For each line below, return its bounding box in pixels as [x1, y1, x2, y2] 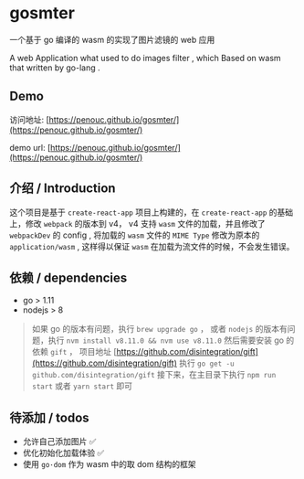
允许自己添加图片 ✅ [22, 436, 97, 447]
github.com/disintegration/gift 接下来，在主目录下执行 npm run [31, 369, 277, 380]
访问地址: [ [9, 113, 50, 125]
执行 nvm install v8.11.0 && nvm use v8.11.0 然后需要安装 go [47, 335, 285, 346]
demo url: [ [9, 142, 51, 153]
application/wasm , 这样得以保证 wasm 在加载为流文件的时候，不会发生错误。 [9, 240, 295, 251]
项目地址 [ [79, 346, 117, 357]
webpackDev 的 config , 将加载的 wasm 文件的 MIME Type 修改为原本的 [9, 229, 260, 240]
